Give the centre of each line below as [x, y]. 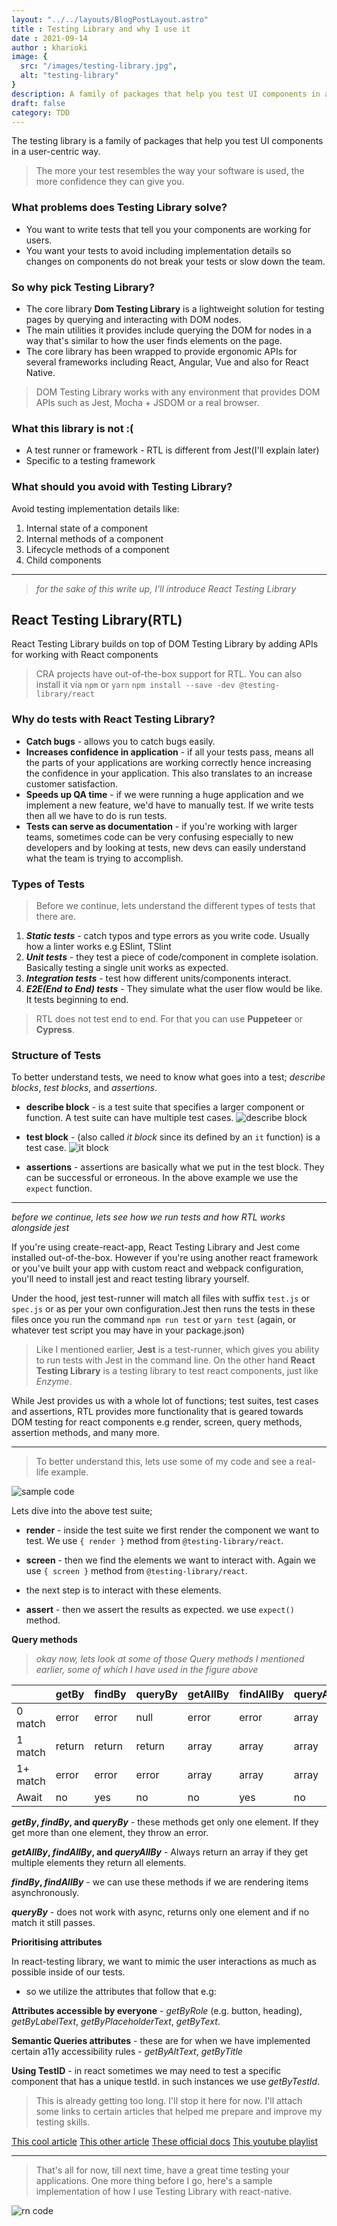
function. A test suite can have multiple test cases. [129, 1118]
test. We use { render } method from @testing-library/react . [154, 1541]
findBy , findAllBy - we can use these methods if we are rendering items [160, 1882]
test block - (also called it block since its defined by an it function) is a [173, 1137]
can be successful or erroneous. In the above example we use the [162, 1178]
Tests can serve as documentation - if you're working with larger [161, 826]
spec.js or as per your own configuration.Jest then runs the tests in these [163, 1309]
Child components [63, 560]
